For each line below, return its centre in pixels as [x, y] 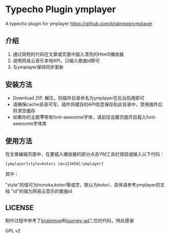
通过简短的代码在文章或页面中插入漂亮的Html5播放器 [68, 54]
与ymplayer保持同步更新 [38, 67]
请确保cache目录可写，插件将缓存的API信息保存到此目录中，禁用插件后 [88, 104]
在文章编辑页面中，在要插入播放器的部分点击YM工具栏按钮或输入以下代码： [85, 154]
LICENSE [20, 208]
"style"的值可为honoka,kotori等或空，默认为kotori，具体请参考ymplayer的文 [85, 185]
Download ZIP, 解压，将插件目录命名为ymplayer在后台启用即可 [78, 98]
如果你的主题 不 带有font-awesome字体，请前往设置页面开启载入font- [84, 117]
